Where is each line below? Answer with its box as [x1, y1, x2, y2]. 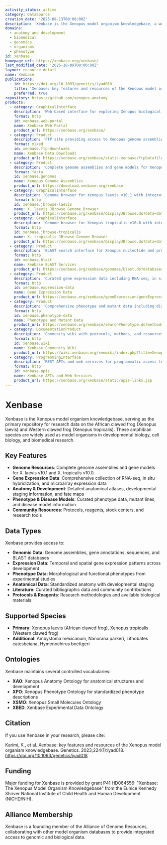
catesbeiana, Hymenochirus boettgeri [12, 641, 90, 647]
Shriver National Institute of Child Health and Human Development [5, 791, 141, 797]
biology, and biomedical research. [5, 437, 75, 443]
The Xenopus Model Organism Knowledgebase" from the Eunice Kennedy [5, 785, 157, 791]
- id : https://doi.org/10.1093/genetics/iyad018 [9, 81, 112, 86]
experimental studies [12, 576, 56, 582]
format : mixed [14, 141, 43, 147]
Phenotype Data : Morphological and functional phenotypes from [12, 571, 146, 577]
